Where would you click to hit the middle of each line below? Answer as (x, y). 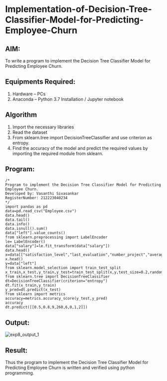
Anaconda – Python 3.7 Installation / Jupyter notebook (68, 99)
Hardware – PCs (29, 94)
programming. (20, 373)
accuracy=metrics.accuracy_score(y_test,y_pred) (56, 299)
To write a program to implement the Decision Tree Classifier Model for (78, 61)
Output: (17, 322)
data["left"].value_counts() (35, 233)
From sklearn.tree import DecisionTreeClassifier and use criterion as (82, 137)
